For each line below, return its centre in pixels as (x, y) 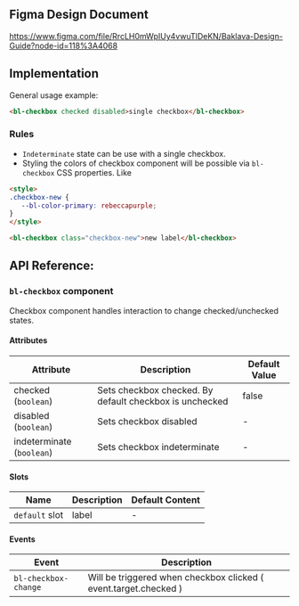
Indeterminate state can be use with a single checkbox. (124, 153)
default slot (39, 515)
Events (22, 539)
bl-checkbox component (61, 291)
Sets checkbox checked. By (155, 389)
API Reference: (52, 266)
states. (21, 320)
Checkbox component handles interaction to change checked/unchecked (144, 310)
